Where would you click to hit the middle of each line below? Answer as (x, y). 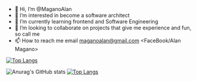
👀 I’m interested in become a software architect (72, 15)
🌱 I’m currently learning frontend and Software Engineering (86, 21)
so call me (27, 34)
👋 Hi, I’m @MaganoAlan (43, 9)
